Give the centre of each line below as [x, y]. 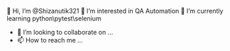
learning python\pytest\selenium [54, 18]
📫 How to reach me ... [50, 40]
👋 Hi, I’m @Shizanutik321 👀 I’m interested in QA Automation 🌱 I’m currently [115, 11]
